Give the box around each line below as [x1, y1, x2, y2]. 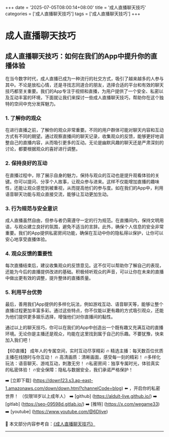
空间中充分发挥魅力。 [14, 101, 58, 107]
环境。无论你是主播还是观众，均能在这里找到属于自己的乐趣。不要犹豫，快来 [5, 331, 164, 337]
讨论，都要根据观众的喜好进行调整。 [5, 146, 80, 152]
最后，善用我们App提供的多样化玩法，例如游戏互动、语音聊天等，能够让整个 [5, 301, 163, 307]
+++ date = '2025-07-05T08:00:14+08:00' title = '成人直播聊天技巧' [5, 5, 146, 10]
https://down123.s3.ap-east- [34, 378, 93, 384]
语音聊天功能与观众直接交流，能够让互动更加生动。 [5, 191, 111, 197]
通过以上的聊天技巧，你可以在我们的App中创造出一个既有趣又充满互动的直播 [5, 325, 163, 331]
